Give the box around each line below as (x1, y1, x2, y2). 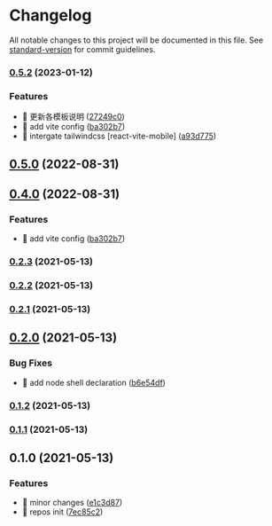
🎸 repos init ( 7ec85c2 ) (21, 506, 104, 517)
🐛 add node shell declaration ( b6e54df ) (21, 377, 167, 388)
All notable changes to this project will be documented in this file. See (9, 35, 264, 45)
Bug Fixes (9, 357, 53, 369)
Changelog (9, 5, 92, 26)
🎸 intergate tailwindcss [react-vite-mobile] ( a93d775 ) (21, 130, 217, 142)
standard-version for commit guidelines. (9, 43, 156, 54)
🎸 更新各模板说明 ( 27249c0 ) (21, 112, 126, 122)
